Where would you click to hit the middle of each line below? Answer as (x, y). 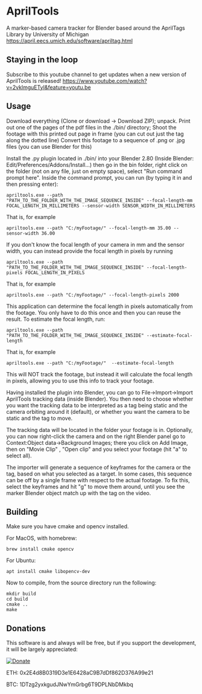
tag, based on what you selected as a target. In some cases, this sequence (99, 474)
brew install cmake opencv (40, 549)
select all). (19, 456)
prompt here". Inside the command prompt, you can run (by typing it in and (99, 177)
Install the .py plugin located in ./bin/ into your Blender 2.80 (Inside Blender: (100, 158)
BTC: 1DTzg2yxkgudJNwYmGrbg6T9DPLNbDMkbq (70, 684)
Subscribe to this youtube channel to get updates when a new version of (96, 74)
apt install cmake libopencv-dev (48, 572)
